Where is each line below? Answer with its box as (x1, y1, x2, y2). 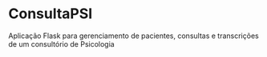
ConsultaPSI (8, 5, 93, 23)
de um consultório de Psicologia (8, 39, 115, 48)
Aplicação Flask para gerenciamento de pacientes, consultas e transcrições (8, 31, 259, 40)
